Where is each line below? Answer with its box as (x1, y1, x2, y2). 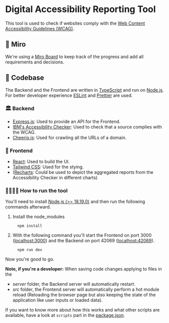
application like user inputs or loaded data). (12, 297, 103, 303)
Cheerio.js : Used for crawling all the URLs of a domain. (12, 135, 127, 141)
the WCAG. (12, 129, 36, 135)
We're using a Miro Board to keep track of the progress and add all (5, 53, 144, 59)
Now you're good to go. (5, 256, 54, 263)
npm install (17, 223, 42, 229)
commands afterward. (5, 204, 51, 210)
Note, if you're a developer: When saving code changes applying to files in (5, 266, 162, 272)
